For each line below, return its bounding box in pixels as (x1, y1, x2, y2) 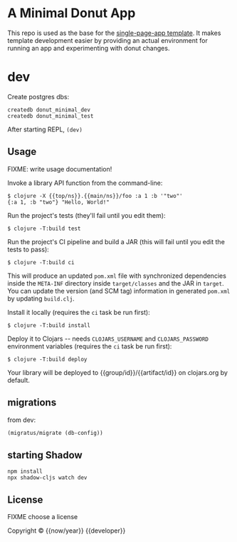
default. (7, 376, 31, 384)
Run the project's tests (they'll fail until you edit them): (7, 211, 166, 219)
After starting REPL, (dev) (7, 125, 83, 134)
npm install (7, 468, 43, 476)
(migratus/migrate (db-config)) (7, 429, 103, 436)
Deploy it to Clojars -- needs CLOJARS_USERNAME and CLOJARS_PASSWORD (7, 334, 209, 343)
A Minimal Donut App (7, 5, 136, 21)
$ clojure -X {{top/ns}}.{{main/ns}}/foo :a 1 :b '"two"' (7, 192, 183, 199)
